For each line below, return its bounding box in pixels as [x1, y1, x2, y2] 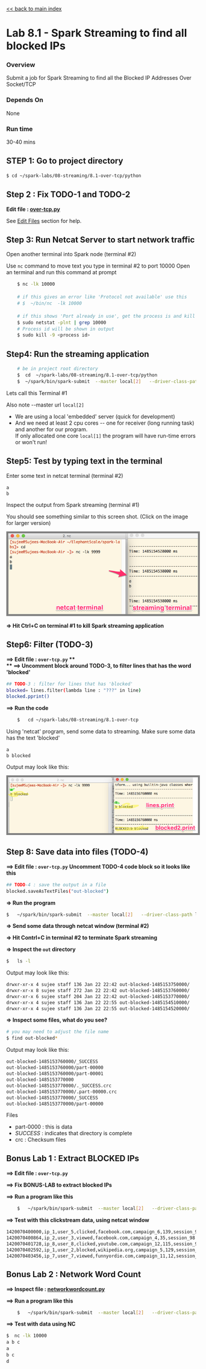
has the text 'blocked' [6, 734, 60, 742]
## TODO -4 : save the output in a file [6, 881, 107, 887]
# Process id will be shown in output [17, 326, 114, 332]
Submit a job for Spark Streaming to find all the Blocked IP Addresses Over [6, 74, 192, 82]
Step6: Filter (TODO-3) [6, 640, 93, 650]
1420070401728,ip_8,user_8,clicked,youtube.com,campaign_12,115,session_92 [6, 1241, 201, 1247]
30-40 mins [6, 138, 36, 146]
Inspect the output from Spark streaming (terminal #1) [6, 501, 140, 508]
